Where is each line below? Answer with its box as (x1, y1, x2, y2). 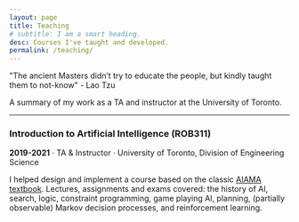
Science (9, 157, 39, 168)
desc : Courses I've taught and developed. (9, 37, 169, 47)
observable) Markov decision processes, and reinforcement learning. (9, 202, 263, 213)
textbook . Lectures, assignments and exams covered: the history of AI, (9, 184, 269, 194)
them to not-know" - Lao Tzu (9, 80, 116, 91)
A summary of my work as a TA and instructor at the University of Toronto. (9, 97, 282, 107)
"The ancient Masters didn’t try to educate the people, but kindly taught (9, 70, 272, 81)
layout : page (9, 12, 58, 22)
